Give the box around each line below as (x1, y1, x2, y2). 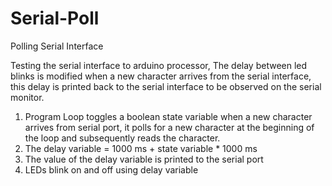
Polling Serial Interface (10, 40, 104, 52)
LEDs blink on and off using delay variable (24, 163, 199, 176)
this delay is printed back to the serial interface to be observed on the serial (10, 80, 322, 92)
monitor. (10, 91, 45, 103)
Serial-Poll (10, 7, 100, 30)
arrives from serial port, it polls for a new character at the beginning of (24, 121, 315, 133)
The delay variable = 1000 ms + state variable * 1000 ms (24, 142, 258, 154)
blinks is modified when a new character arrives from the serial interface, (10, 70, 312, 82)
